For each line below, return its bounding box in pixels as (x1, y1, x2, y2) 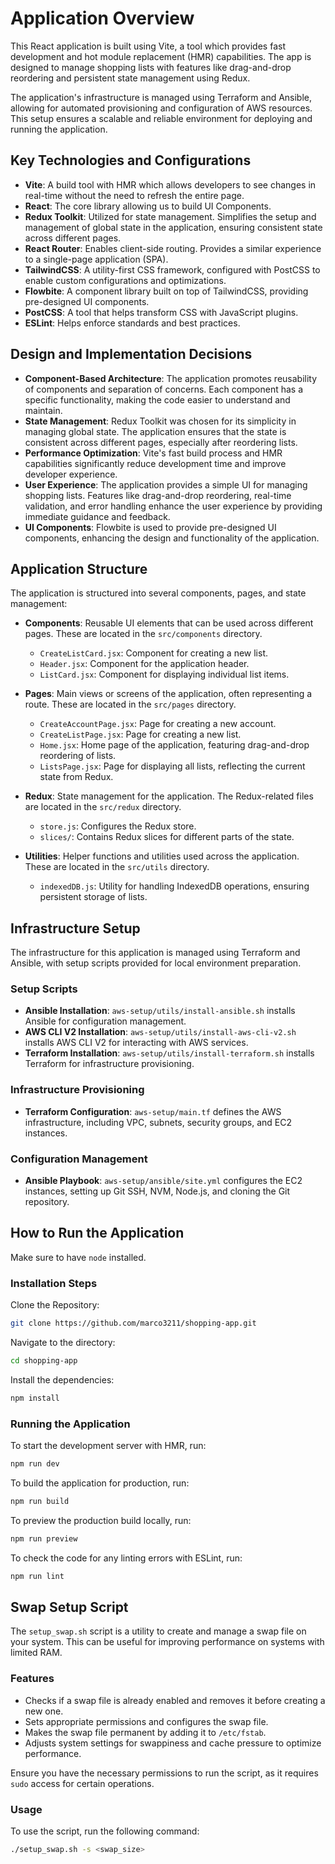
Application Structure (10, 560, 148, 577)
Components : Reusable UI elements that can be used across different (24, 617, 314, 629)
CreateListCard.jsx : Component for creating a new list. (39, 647, 268, 659)
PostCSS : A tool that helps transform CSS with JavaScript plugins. (24, 306, 299, 318)
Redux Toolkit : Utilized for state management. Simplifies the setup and (24, 210, 317, 222)
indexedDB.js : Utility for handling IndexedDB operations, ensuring (39, 880, 310, 892)
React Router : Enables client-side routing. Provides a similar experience (24, 242, 322, 254)
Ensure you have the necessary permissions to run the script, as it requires (10, 1767, 319, 1779)
